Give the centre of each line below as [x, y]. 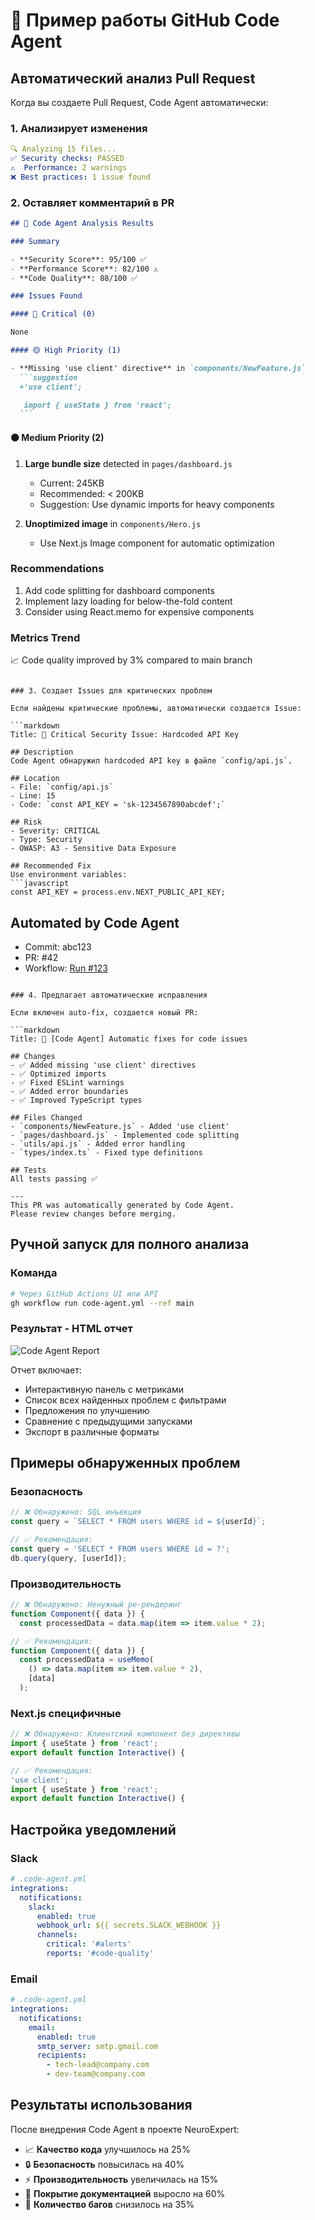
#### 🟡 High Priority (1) [66, 350]
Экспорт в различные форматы [92, 1431]
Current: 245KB [72, 483]
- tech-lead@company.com [98, 2065]
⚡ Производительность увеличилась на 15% [121, 2179]
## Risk [26, 822]
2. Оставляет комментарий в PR [92, 202]
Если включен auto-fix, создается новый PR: [104, 1012]
